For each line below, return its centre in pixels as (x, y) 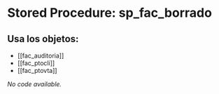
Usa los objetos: (43, 39)
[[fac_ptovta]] (37, 70)
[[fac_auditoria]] (41, 55)
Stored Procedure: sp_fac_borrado (109, 13)
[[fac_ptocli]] (36, 63)
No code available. (34, 84)
